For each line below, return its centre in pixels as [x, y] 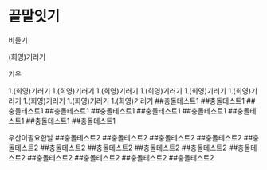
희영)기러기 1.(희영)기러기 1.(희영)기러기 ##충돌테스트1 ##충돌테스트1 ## [143, 101]
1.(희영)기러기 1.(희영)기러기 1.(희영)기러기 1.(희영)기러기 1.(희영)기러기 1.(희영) [130, 91]
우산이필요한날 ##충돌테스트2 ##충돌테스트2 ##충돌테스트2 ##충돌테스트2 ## [131, 137]
